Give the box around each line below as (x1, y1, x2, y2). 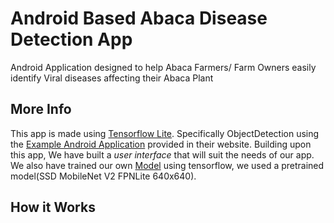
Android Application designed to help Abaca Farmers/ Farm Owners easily (10, 61, 317, 73)
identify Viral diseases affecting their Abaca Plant (10, 72, 214, 84)
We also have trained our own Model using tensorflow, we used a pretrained (10, 159, 325, 171)
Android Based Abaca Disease (10, 7, 268, 30)
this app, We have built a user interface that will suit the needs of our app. (10, 148, 315, 161)
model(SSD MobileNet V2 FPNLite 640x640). (10, 170, 197, 182)
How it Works (10, 199, 96, 216)
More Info (10, 101, 72, 118)
